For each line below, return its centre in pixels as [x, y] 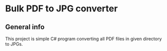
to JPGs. [14, 44]
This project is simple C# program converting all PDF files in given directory [83, 39]
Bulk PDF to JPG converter [62, 9]
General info [25, 27]
